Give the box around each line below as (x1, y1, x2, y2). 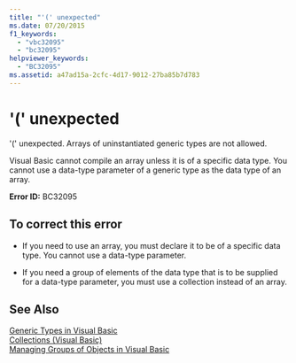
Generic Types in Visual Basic (9, 325, 118, 336)
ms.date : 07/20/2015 (9, 21, 86, 30)
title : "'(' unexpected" (9, 12, 101, 22)
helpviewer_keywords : (9, 54, 90, 63)
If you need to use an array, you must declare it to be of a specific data (21, 240, 281, 251)
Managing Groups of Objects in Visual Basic (9, 344, 170, 355)
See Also (9, 302, 59, 317)
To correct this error (9, 217, 122, 232)
